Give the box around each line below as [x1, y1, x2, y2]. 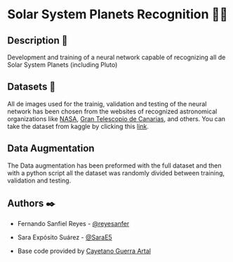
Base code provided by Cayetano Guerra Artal [17, 247, 151, 256]
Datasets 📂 [7, 81, 56, 93]
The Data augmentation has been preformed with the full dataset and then [7, 161, 222, 170]
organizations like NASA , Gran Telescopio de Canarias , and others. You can [7, 114, 226, 123]
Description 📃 [7, 35, 68, 46]
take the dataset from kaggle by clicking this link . [7, 122, 149, 130]
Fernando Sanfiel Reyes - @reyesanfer [17, 220, 130, 228]
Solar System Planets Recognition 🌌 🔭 [7, 6, 228, 23]
